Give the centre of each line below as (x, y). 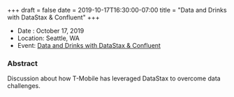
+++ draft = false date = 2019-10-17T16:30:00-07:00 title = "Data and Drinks (117, 10)
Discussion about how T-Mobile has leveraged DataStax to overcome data (114, 78)
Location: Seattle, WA (49, 38)
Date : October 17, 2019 (51, 31)
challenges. (24, 86)
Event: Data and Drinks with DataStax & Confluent (89, 45)
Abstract (23, 63)
